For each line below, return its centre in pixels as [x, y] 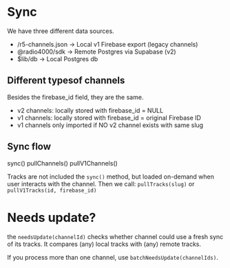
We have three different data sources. [61, 31]
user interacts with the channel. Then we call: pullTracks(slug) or [101, 183]
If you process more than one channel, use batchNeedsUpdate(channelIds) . [113, 257]
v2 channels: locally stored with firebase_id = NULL [90, 110]
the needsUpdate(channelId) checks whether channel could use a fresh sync [115, 236]
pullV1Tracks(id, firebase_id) [52, 190]
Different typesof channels [66, 81]
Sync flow [29, 147]
